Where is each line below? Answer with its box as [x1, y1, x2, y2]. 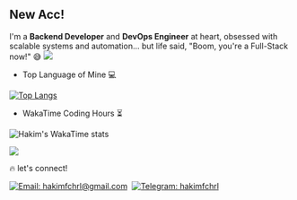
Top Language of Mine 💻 [22, 69, 117, 80]
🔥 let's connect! [9, 162, 68, 173]
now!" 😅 [9, 51, 42, 62]
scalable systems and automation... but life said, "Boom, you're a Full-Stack [9, 40, 289, 51]
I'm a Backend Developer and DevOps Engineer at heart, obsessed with [9, 30, 278, 41]
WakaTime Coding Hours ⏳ [22, 108, 123, 118]
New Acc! [9, 7, 66, 22]
